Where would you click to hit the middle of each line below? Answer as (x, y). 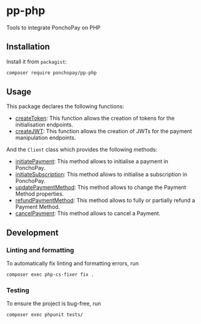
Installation (28, 47)
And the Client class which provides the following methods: (82, 150)
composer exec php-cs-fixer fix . (50, 275)
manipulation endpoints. (46, 138)
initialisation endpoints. (44, 125)
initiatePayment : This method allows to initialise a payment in (92, 161)
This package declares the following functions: (65, 106)
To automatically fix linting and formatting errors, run (73, 263)
